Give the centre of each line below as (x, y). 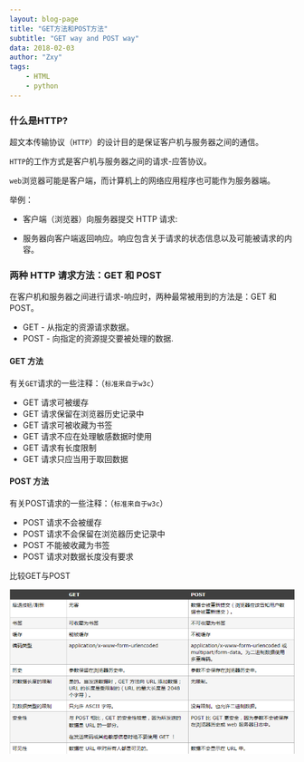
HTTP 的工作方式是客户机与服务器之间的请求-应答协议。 (111, 161)
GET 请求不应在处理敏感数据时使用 (87, 436)
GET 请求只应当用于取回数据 (75, 458)
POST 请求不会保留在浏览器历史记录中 (94, 534)
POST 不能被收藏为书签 (66, 545)
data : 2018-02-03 (42, 48)
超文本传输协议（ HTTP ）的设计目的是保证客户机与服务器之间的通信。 (137, 142)
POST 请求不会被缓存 (62, 522)
